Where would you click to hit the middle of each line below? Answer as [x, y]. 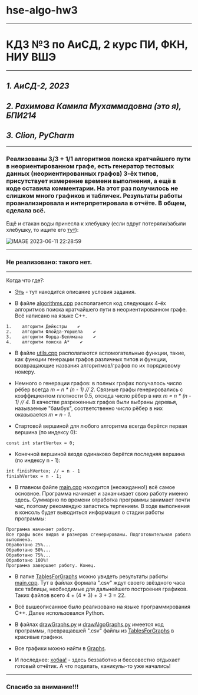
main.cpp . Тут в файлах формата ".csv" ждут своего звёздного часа [100, 583]
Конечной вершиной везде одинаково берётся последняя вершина [100, 454]
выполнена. [19, 540]
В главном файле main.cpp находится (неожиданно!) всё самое [95, 487]
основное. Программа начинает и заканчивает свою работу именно [101, 494]
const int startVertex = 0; [41, 443]
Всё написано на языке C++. [51, 316]
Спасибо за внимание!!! [42, 687]
